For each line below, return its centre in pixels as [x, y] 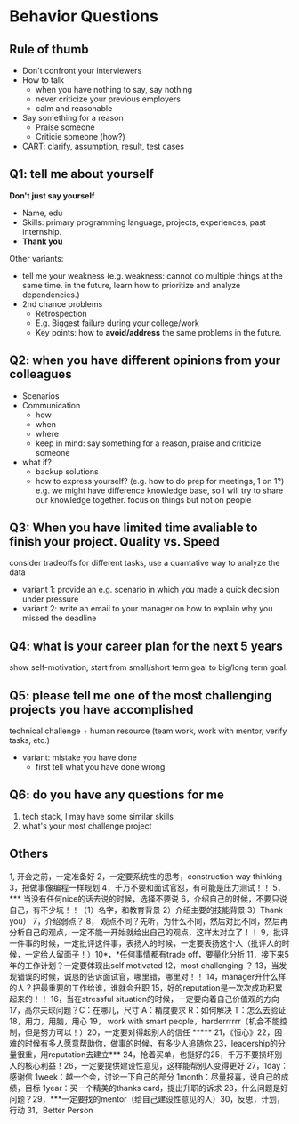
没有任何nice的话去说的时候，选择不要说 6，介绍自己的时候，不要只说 [159, 898]
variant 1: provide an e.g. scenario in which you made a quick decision [151, 590]
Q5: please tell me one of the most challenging [141, 695]
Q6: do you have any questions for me [117, 795]
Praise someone [65, 127]
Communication [51, 405]
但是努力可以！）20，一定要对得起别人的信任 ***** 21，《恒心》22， [149, 1032]
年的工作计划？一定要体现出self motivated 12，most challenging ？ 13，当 [144, 965]
